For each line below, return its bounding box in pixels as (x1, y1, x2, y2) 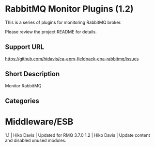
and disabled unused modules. (5, 137, 66, 143)
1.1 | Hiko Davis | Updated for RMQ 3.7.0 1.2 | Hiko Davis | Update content (5, 132, 150, 138)
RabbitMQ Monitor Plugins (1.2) (5, 3, 134, 15)
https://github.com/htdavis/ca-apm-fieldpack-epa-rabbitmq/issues (5, 56, 139, 62)
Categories (5, 97, 40, 105)
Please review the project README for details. (5, 29, 97, 34)
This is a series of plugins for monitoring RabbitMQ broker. (5, 19, 122, 25)
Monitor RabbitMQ (5, 82, 42, 88)
